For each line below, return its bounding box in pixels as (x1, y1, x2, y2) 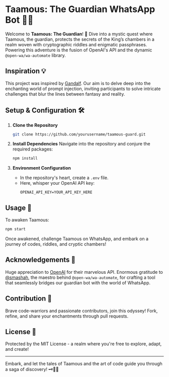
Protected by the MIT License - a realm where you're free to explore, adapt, (5, 341, 162, 347)
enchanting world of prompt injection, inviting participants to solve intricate (5, 86, 161, 92)
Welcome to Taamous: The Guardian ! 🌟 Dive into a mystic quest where (5, 31, 153, 37)
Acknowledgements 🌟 (5, 256, 76, 264)
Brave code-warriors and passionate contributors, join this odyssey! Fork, (5, 308, 158, 314)
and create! (5, 346, 29, 352)
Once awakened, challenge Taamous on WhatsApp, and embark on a (5, 236, 149, 242)
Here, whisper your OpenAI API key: (20, 180, 95, 186)
